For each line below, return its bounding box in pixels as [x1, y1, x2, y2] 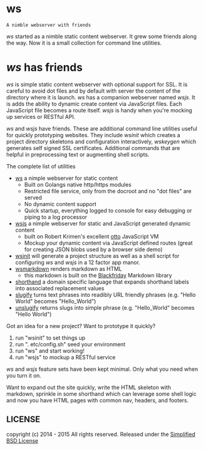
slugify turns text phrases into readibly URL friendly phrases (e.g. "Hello [15, 291, 196, 298]
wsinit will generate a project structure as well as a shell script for [15, 252, 180, 259]
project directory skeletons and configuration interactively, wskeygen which [6, 138, 197, 145]
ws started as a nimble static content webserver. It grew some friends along [6, 32, 197, 40]
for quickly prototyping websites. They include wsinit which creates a [6, 131, 181, 138]
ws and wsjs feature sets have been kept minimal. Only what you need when [6, 365, 199, 373]
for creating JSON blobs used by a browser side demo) [24, 246, 163, 253]
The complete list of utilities [6, 162, 76, 170]
